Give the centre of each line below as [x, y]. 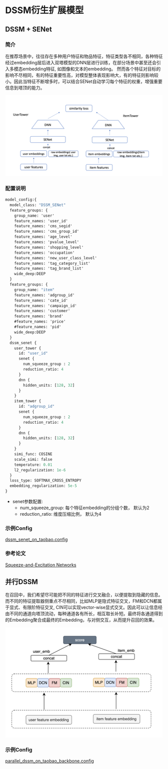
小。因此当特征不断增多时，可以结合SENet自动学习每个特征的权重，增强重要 [84, 81]
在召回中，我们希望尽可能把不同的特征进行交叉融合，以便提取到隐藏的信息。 [84, 595]
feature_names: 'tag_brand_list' [49, 269]
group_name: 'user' [34, 216]
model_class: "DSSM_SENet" [38, 205]
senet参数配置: [28, 502]
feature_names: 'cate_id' [41, 300]
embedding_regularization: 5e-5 [43, 486]
